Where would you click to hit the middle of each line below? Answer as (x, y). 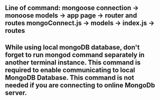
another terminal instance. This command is (73, 62)
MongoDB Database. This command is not (70, 77)
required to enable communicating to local (70, 70)
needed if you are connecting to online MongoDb (80, 85)
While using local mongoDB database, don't (73, 47)
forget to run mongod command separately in (75, 55)
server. (16, 92)
